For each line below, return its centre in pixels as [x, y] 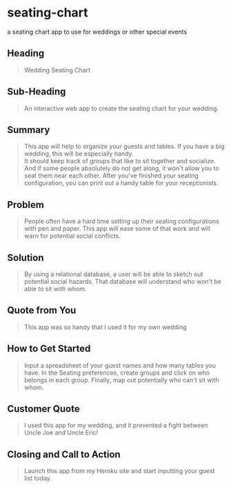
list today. [38, 478]
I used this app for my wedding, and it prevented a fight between [116, 426]
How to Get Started [49, 349]
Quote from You [42, 310]
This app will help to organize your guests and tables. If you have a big [124, 147]
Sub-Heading [37, 92]
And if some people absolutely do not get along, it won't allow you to [121, 168]
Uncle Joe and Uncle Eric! [61, 433]
